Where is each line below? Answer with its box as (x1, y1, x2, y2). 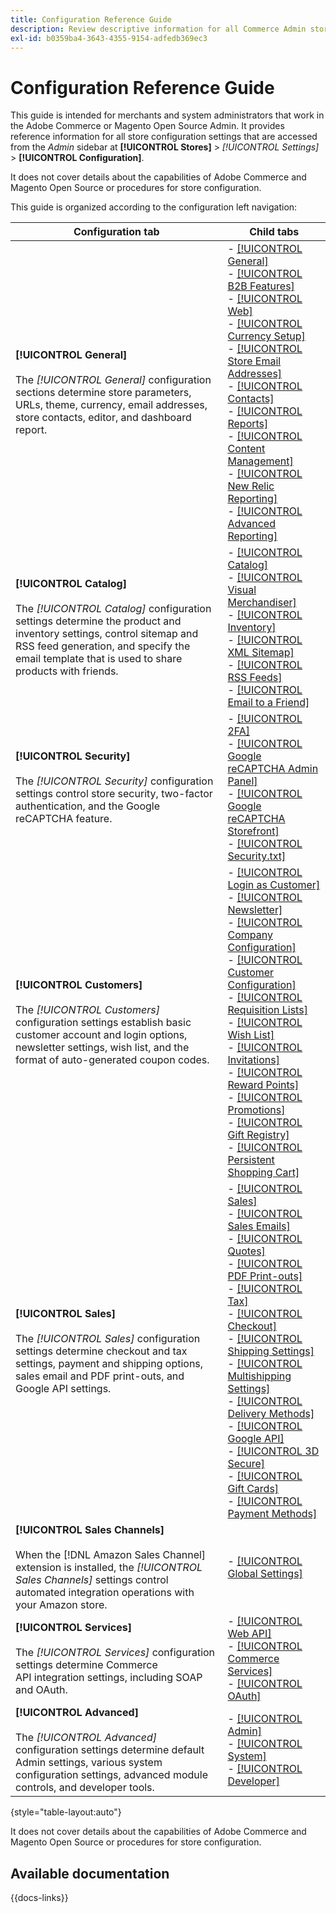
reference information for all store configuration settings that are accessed (10, 131, 318, 143)
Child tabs (249, 225, 300, 239)
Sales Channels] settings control (15, 1573, 169, 1587)
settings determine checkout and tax (15, 1344, 188, 1358)
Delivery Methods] (227, 1407, 315, 1421)
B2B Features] (227, 279, 295, 293)
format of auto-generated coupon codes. (15, 1053, 210, 1067)
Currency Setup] (227, 329, 306, 343)
